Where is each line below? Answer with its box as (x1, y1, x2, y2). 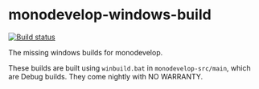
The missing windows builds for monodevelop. (8, 47, 163, 57)
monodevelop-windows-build (8, 6, 212, 24)
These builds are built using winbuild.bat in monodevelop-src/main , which (8, 63, 251, 73)
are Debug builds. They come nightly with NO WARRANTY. (8, 71, 203, 81)
